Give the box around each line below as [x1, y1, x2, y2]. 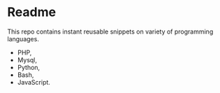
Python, [17, 63, 41, 71]
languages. [7, 34, 40, 43]
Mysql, [17, 55, 37, 64]
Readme [7, 4, 57, 20]
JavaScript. [17, 78, 51, 86]
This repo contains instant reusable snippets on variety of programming [7, 27, 214, 36]
